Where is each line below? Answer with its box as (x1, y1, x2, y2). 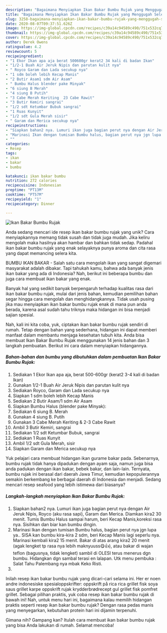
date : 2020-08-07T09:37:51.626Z (5, 21, 72, 26)
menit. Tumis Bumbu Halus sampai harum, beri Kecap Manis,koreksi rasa (12, 516, 162, 523)
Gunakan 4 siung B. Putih (12, 414, 65, 420)
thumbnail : (5, 30, 28, 35)
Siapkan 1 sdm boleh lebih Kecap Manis (12, 393, 94, 399)
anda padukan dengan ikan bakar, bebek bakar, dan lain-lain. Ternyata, (5, 466, 151, 472)
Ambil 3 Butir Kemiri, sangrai (12, 424, 71, 430)
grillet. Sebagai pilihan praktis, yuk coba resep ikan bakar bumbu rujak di (5, 592, 154, 598)
